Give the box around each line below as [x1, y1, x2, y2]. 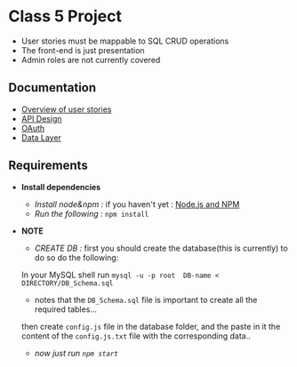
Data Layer [20, 132, 61, 143]
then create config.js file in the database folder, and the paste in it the [20, 321, 281, 331]
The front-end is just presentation [20, 44, 145, 55]
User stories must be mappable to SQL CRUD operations [20, 36, 229, 46]
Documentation [8, 80, 97, 95]
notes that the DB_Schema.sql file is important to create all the [34, 294, 258, 305]
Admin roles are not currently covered [20, 54, 161, 65]
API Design [20, 113, 62, 124]
